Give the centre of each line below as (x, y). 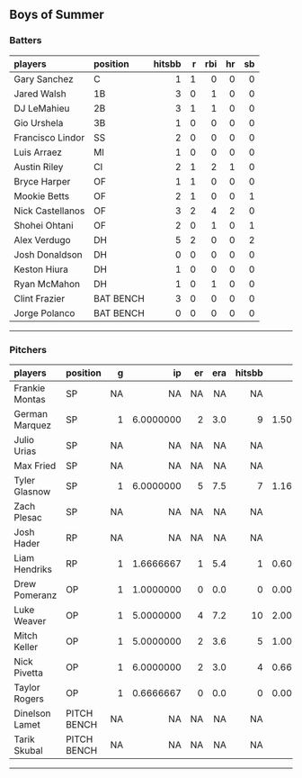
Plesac (28, 517)
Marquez (33, 425)
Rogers (29, 699)
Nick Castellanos (49, 211)
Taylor (27, 687)
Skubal (28, 750)
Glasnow (32, 492)
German (31, 413)
